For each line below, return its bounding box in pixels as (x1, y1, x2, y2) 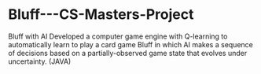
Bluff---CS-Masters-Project (8, 6, 194, 24)
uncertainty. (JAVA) (8, 57, 72, 66)
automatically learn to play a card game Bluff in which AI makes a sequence (8, 39, 253, 49)
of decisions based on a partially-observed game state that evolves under (8, 48, 248, 57)
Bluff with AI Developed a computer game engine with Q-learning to (8, 31, 228, 41)
